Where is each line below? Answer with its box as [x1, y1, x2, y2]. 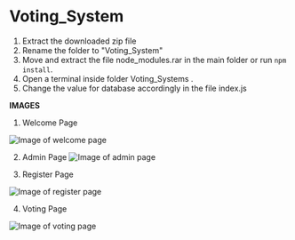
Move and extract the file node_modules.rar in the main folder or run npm [21, 54, 287, 65]
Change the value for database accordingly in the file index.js [21, 83, 247, 93]
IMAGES [9, 100, 41, 110]
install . [21, 64, 53, 75]
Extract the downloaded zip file [21, 36, 137, 46]
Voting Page [21, 203, 68, 214]
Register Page [21, 169, 74, 180]
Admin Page [21, 151, 68, 162]
